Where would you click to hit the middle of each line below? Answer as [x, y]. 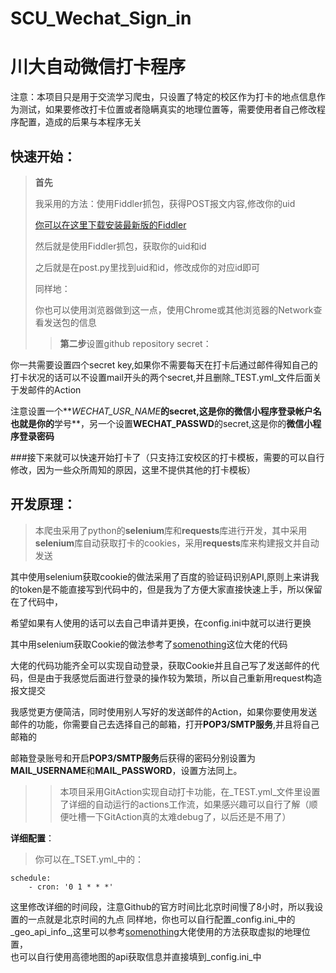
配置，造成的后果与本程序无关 [80, 122]
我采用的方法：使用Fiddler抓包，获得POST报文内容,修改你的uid [165, 203]
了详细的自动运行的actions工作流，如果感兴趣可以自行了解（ [184, 804]
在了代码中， [36, 601]
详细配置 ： [32, 838]
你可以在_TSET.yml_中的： [89, 859]
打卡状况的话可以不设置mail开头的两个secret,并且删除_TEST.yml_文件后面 [161, 377]
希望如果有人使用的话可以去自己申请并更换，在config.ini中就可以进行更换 [161, 623]
